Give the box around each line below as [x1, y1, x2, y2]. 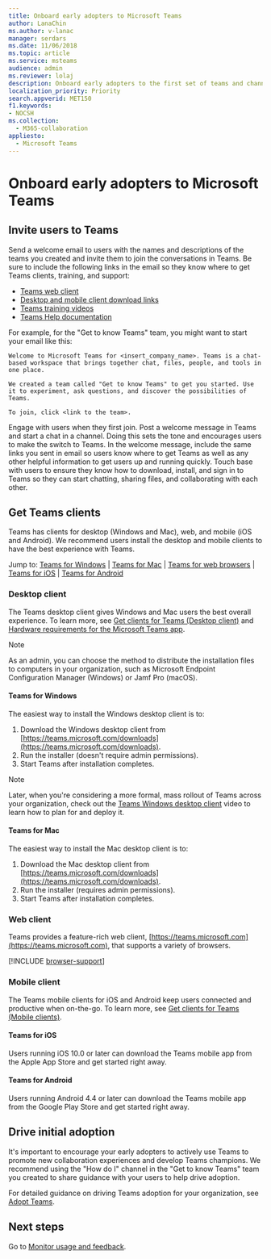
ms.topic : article [8, 49, 70, 57]
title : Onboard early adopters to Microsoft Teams [8, 11, 182, 20]
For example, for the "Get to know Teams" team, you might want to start [8, 328, 248, 337]
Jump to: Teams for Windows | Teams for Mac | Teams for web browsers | [8, 560, 256, 570]
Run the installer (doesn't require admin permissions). [19, 750, 199, 759]
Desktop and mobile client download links [19, 295, 159, 304]
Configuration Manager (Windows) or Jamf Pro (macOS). [8, 672, 198, 682]
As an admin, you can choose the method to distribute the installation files [8, 655, 255, 665]
